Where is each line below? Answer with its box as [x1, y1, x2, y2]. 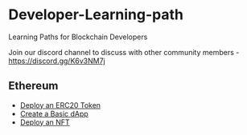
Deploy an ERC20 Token [19, 100, 101, 109]
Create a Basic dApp [19, 109, 89, 118]
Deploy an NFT [19, 117, 70, 127]
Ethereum [8, 79, 59, 93]
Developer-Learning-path [8, 6, 183, 24]
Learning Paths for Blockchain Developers [8, 32, 148, 42]
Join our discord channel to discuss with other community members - [8, 47, 240, 57]
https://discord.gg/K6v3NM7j [8, 56, 106, 66]
